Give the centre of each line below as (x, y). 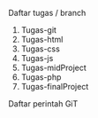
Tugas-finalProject (55, 87)
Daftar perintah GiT (43, 104)
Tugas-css (41, 49)
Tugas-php (41, 77)
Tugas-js (37, 58)
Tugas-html (42, 39)
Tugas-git (38, 30)
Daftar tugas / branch (47, 13)
